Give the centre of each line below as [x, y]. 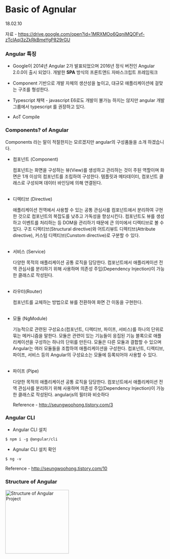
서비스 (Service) [29, 251]
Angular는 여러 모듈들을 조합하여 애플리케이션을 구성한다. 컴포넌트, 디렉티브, [89, 348]
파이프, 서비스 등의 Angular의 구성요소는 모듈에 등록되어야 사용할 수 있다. [85, 355]
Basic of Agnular [41, 9]
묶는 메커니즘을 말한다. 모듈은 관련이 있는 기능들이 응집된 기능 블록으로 [82, 335]
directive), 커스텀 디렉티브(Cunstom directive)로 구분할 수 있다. [76, 235]
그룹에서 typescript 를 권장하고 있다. [49, 107]
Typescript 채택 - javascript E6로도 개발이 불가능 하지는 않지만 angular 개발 [89, 100]
